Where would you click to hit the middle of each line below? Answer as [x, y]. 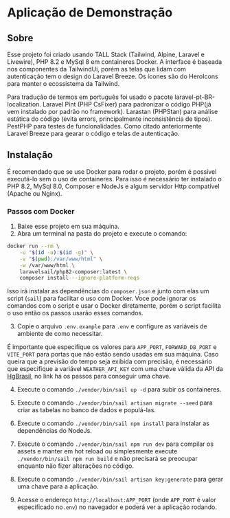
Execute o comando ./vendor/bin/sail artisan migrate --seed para [115, 403]
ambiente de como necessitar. [60, 334]
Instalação [30, 155]
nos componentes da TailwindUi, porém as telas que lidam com [97, 69]
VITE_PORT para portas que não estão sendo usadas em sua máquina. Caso [113, 354]
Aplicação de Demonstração [90, 13]
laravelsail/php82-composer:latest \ [73, 272]
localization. [24, 104]
